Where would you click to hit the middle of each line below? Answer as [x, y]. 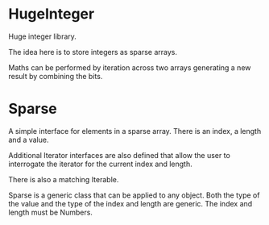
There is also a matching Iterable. [64, 179]
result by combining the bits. [56, 76]
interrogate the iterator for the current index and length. [101, 164]
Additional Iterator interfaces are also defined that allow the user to [120, 155]
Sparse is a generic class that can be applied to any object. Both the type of [134, 195]
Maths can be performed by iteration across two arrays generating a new [130, 67]
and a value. [29, 140]
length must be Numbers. [50, 212]
